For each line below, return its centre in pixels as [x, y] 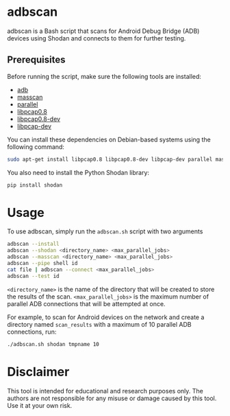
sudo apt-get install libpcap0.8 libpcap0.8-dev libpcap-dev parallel [110, 159]
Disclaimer [38, 372]
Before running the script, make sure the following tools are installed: [104, 76]
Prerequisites [36, 60]
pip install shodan [35, 185]
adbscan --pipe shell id [42, 264]
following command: [36, 147]
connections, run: [32, 332]
